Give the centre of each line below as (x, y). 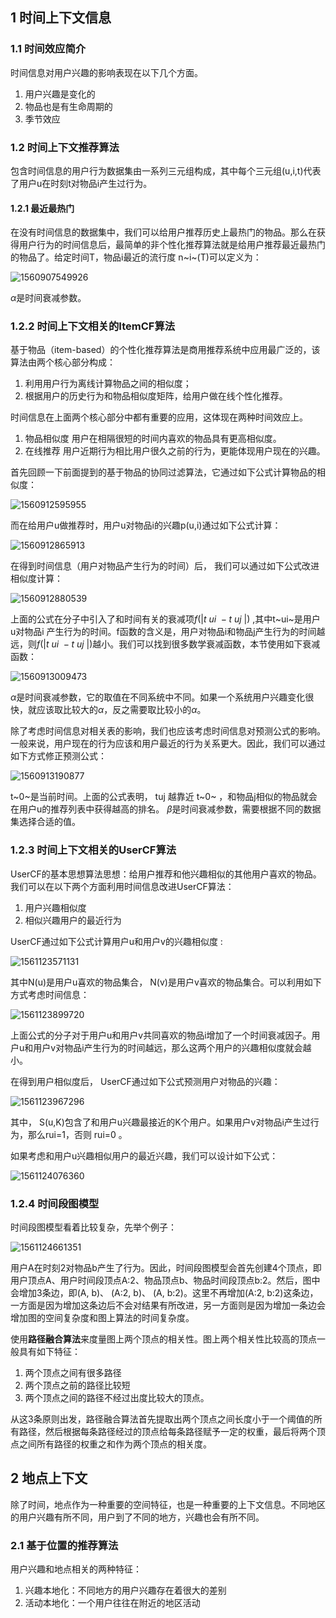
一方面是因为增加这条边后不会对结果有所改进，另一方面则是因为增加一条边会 (168, 1305)
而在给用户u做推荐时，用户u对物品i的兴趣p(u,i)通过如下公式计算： (146, 525)
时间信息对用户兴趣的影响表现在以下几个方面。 (106, 72)
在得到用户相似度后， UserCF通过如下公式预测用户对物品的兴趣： (145, 1081)
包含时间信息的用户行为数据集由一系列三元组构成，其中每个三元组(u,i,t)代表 (166, 170)
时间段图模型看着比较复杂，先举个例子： (93, 1227)
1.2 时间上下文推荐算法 (65, 147)
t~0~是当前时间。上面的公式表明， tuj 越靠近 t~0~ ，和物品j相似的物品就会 (164, 797)
